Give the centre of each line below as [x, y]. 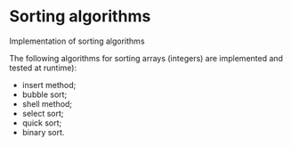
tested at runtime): [43, 68]
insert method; [49, 85]
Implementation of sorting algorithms [77, 41]
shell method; [47, 103]
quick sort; [42, 123]
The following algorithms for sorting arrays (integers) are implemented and [146, 58]
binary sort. [43, 132]
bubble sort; [45, 94]
